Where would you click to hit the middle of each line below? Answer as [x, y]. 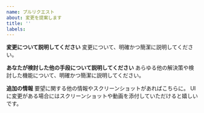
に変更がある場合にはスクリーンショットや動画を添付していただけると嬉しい [102, 96]
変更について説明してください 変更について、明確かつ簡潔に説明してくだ [97, 47]
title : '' [19, 23]
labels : [16, 29]
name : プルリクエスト [30, 12]
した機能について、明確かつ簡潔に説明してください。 [78, 75]
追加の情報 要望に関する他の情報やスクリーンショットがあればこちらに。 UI [101, 89]
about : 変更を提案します [34, 18]
